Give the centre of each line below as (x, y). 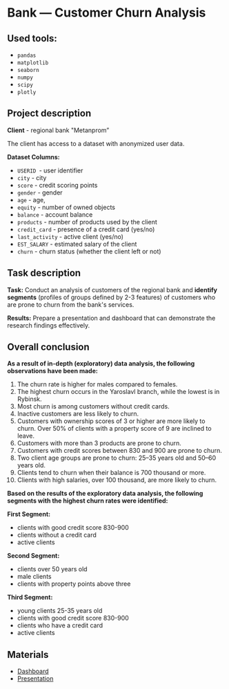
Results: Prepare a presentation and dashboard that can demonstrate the (111, 318)
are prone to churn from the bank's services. (71, 304)
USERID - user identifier (50, 170)
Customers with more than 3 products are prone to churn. (99, 443)
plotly (27, 92)
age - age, (31, 199)
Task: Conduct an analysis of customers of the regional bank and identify (112, 289)
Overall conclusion (48, 347)
